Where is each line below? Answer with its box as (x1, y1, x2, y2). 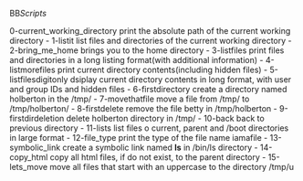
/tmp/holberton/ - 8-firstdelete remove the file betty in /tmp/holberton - (9, 103, 278, 113)
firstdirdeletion (9, 113, 65, 123)
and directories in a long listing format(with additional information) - (9, 55, 264, 65)
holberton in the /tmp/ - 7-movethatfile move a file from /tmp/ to (9, 93, 250, 104)
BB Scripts (9, 8, 47, 18)
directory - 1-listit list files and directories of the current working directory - (9, 36, 292, 46)
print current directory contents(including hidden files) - (57, 64, 268, 75)
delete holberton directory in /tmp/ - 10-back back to (66, 113, 265, 123)
